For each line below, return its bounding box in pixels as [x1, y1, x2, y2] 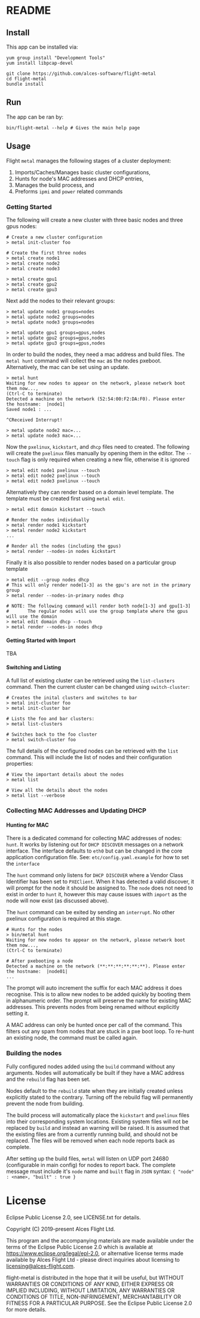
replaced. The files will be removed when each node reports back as [6, 1136, 175, 1144]
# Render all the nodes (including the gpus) [6, 543, 121, 549]
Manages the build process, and [14, 181, 94, 189]
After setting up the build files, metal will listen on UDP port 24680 [6, 1154, 169, 1162]
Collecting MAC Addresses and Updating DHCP [6, 806, 147, 815]
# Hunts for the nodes [6, 927, 63, 933]
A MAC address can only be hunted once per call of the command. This [6, 1021, 182, 1029]
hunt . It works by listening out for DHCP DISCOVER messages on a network [6, 841, 184, 848]
